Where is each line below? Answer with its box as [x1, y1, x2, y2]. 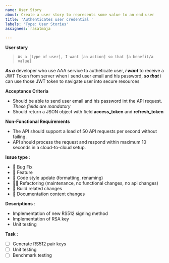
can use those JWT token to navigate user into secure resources [5, 78, 140, 84]
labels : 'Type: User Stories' [5, 21, 69, 27]
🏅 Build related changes [12, 186, 62, 192]
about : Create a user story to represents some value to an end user [5, 12, 155, 17]
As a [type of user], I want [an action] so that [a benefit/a [17, 54, 154, 60]
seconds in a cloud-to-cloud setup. [12, 145, 86, 151]
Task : [5, 231, 19, 237]
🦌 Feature [12, 169, 33, 176]
